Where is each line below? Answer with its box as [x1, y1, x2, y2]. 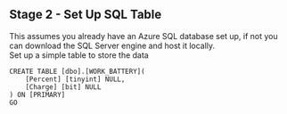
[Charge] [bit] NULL [25, 82, 102, 92]
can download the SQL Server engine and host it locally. [9, 40, 216, 51]
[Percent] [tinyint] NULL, [25, 75, 126, 84]
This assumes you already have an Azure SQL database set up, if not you [9, 30, 278, 41]
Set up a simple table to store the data [9, 49, 149, 61]
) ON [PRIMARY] [9, 90, 66, 99]
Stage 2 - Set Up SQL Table [9, 7, 162, 22]
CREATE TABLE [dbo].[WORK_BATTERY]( [9, 67, 145, 76]
